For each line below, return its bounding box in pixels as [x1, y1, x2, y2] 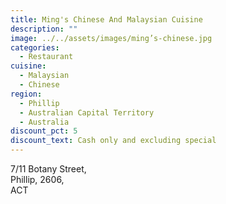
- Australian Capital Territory [19, 107, 155, 118]
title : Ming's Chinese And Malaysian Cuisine [10, 14, 203, 25]
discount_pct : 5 [10, 126, 78, 136]
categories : [10, 42, 60, 53]
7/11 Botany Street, [10, 163, 87, 175]
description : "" [10, 24, 78, 34]
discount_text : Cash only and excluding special [10, 136, 217, 146]
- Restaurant [19, 52, 74, 62]
